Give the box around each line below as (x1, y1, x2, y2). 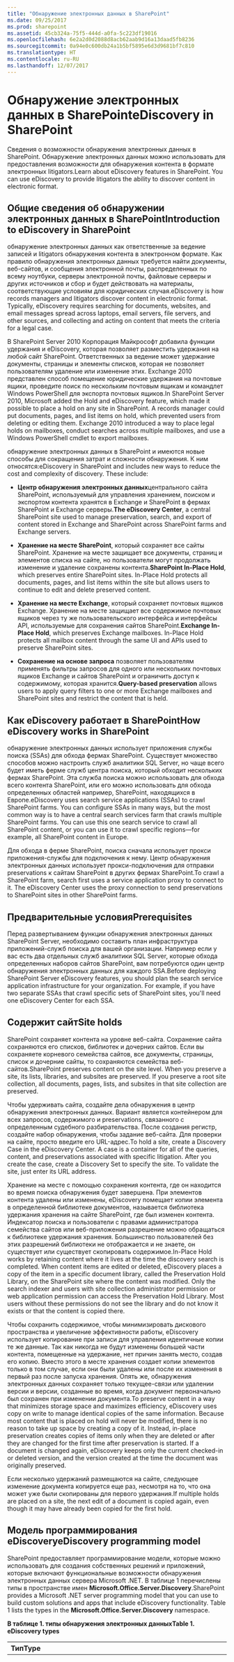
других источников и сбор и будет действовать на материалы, (7, 280, 194, 288)
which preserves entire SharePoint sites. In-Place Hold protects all (17, 571, 208, 579)
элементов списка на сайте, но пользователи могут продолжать (17, 556, 211, 564)
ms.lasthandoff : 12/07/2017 (7, 62, 89, 69)
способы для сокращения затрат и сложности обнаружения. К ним (7, 455, 209, 463)
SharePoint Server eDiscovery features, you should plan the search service (7, 974, 223, 982)
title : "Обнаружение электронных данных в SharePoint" (7, 10, 170, 17)
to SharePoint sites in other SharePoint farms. (7, 891, 138, 899)
